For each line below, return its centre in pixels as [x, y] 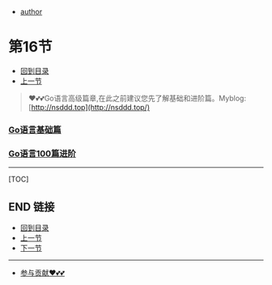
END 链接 [32, 207]
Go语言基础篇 [35, 130]
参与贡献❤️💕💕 [42, 272]
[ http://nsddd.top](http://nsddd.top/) [89, 107]
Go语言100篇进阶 [42, 153]
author [31, 12]
